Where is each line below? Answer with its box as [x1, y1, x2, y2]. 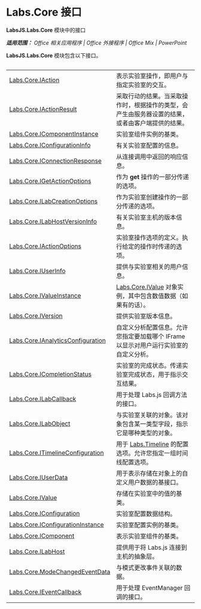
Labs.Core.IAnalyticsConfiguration [9, 337, 106, 345]
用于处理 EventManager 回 [116, 584, 191, 592]
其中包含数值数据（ [128, 292, 182, 300]
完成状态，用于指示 [128, 371, 182, 379]
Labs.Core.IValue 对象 [116, 283, 178, 291]
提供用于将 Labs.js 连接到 [116, 543, 187, 552]
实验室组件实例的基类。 [116, 130, 182, 138]
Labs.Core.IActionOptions [9, 242, 82, 250]
